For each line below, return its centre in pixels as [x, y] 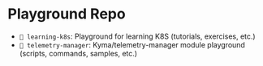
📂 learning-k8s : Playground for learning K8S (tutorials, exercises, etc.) [138, 36]
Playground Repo [67, 14]
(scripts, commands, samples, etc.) [78, 53]
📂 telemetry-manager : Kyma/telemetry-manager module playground [132, 44]
